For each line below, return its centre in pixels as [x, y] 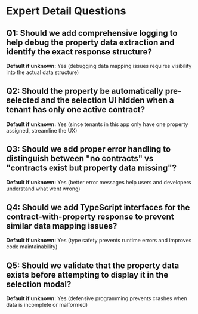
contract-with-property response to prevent [90, 217]
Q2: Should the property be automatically [85, 91]
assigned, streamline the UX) [42, 130]
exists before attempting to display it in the [87, 275]
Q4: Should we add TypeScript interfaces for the [98, 207]
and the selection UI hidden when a [107, 101]
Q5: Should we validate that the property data [93, 265]
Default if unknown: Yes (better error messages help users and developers [99, 182]
